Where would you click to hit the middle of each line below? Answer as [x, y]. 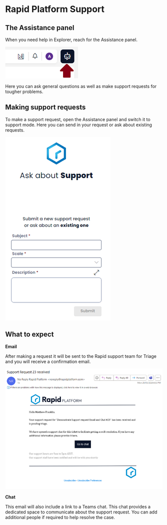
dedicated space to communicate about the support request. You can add [81, 512]
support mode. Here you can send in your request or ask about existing [79, 125]
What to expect [29, 335]
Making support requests [45, 107]
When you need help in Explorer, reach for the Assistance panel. [71, 40]
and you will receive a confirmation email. [48, 361]
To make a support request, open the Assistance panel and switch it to [78, 119]
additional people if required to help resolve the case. [60, 517]
